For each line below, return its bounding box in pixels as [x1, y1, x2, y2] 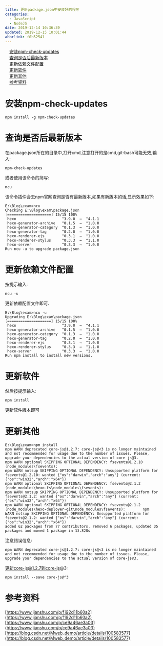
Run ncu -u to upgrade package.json [5, 246, 80, 251]
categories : [5, 12, 29, 17]
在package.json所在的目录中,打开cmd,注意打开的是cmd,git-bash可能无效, [5, 149, 153, 155]
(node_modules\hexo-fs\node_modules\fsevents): [5, 485, 104, 490]
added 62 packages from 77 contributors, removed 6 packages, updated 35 [5, 524, 159, 529]
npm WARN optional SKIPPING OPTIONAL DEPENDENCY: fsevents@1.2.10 [5, 459, 143, 465]
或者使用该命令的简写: [5, 174, 50, 180]
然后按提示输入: [5, 388, 37, 394]
